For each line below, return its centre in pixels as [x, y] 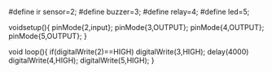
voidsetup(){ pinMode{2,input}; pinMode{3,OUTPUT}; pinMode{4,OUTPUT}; [136, 27]
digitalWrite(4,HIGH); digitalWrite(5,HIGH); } [81, 60]
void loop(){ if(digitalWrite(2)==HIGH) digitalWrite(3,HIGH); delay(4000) [129, 52]
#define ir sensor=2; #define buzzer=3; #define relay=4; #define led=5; [129, 12]
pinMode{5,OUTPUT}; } [48, 36]
